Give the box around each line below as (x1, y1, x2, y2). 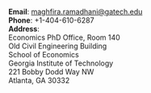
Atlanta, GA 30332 (8, 76, 70, 85)
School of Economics (8, 50, 79, 59)
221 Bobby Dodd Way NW (8, 67, 94, 76)
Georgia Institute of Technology (8, 58, 114, 68)
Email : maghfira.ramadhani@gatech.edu (8, 7, 143, 16)
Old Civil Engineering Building (8, 41, 107, 51)
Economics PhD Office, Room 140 (8, 32, 121, 42)
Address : (8, 24, 40, 33)
